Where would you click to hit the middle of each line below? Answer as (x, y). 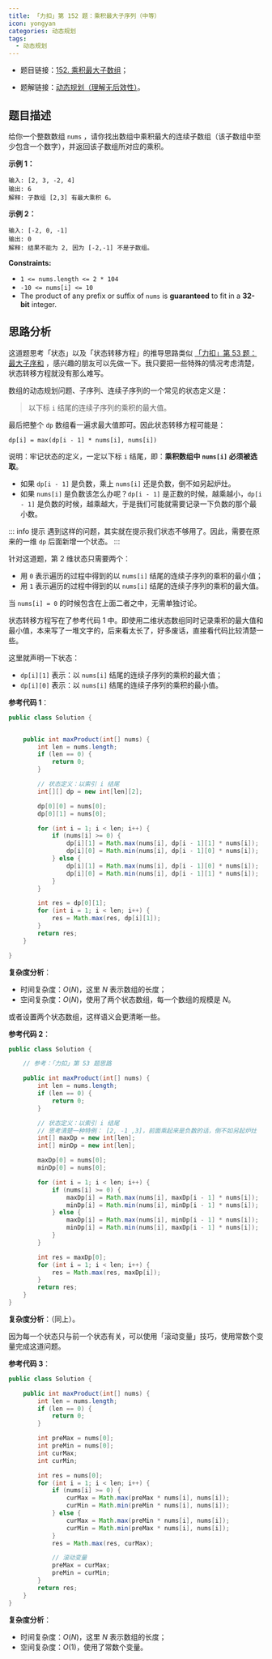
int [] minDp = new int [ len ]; (87, 1146)
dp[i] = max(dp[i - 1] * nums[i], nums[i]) (83, 440)
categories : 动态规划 (42, 31)
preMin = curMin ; (81, 1573)
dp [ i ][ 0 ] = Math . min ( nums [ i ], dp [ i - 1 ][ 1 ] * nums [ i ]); (162, 873)
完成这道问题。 (40, 1346)
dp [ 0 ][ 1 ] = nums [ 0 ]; (72, 814)
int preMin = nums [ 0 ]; (76, 1446)
